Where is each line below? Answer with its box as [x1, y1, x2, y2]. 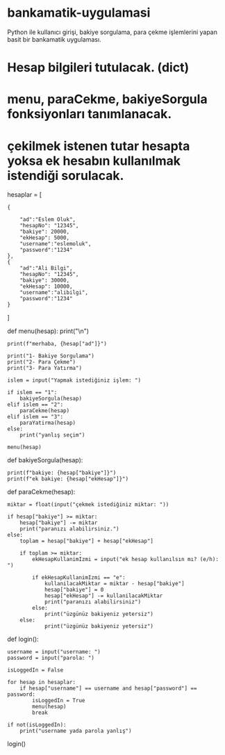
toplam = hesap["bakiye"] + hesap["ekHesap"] [19, 537, 154, 545]
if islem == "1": [7, 389, 58, 396]
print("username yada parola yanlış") [19, 728, 132, 735]
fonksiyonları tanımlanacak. [7, 106, 172, 122]
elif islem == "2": [7, 401, 64, 408]
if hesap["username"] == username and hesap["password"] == [19, 685, 197, 692]
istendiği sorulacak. [7, 168, 124, 184]
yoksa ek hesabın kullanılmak [7, 153, 181, 168]
